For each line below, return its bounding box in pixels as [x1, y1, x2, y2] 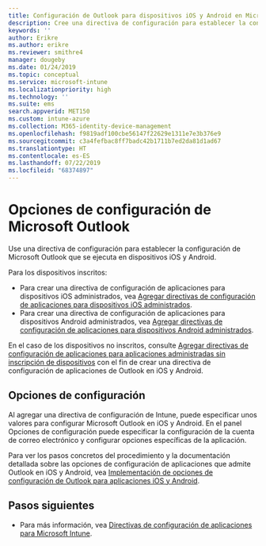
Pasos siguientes [8, 499, 95, 513]
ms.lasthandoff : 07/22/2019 [8, 160, 101, 167]
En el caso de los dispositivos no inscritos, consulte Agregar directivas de [8, 340, 249, 350]
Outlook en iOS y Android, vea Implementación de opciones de [8, 467, 214, 477]
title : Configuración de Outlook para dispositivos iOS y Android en [8, 11, 243, 20]
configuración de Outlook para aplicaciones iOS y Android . [8, 475, 200, 485]
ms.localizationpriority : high [8, 85, 112, 94]
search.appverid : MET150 [8, 108, 90, 116]
